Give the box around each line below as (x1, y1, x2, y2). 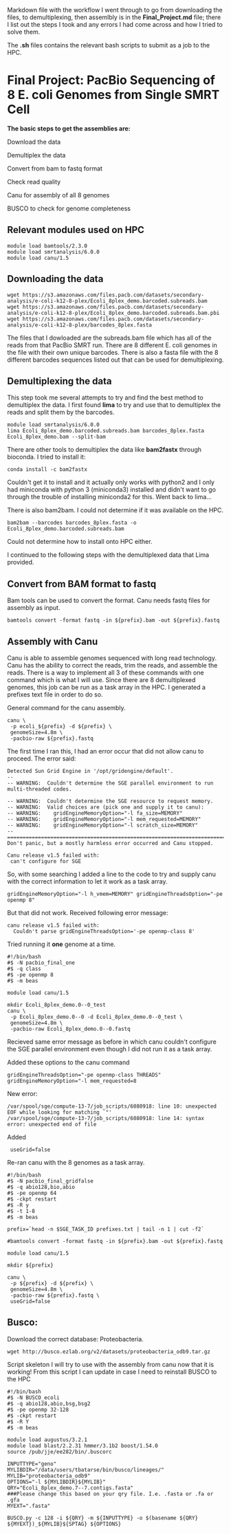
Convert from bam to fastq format (7, 164, 103, 173)
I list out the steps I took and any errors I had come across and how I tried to (7, 21, 223, 28)
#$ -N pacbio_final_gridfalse (7, 1178, 94, 1185)
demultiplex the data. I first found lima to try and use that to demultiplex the (7, 401, 221, 409)
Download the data (7, 138, 61, 146)
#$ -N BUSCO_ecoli (7, 1394, 60, 1401)
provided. (7, 558, 34, 567)
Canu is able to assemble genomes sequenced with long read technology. (7, 654, 217, 662)
